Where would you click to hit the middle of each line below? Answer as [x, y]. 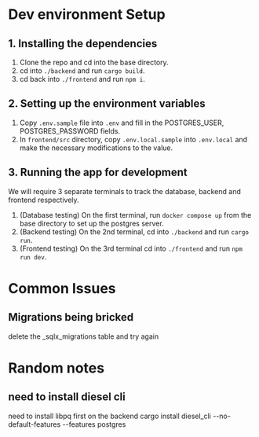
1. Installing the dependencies [83, 44]
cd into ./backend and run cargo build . [82, 71]
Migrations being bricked [71, 317]
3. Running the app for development [98, 173]
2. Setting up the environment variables [107, 104]
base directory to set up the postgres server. [91, 223]
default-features [35, 424]
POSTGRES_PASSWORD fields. [69, 130]
